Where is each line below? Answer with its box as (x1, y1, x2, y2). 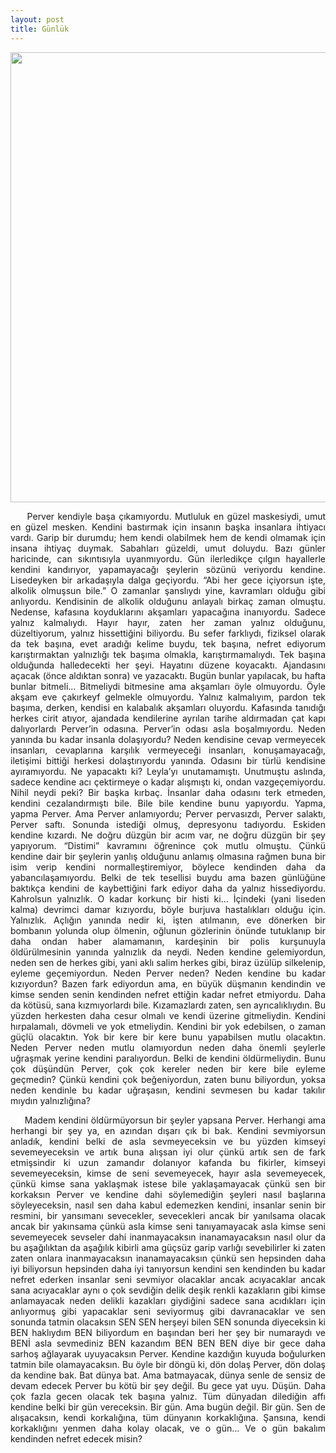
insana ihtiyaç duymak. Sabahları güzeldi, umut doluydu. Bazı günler (10, 542, 326, 554)
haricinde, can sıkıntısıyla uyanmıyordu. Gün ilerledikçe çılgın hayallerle (10, 552, 326, 565)
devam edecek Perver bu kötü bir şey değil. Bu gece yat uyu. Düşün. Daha (10, 1379, 326, 1391)
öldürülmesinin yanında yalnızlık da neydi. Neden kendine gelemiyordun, (10, 946, 326, 958)
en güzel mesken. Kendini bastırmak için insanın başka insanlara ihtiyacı (10, 521, 326, 533)
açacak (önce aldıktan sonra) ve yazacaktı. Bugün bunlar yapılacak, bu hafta (10, 669, 326, 681)
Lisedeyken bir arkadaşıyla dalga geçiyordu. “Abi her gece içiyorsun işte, (10, 574, 326, 586)
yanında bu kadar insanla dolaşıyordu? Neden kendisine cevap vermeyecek (10, 733, 326, 745)
